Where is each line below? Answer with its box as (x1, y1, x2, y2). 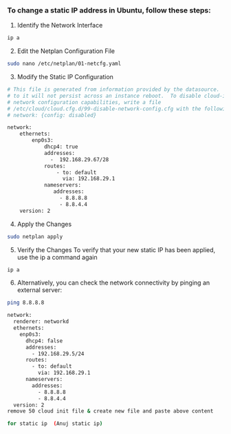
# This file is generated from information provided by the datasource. (7, 86, 220, 93)
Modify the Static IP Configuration (16, 73, 113, 81)
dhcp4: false (25, 337, 63, 344)
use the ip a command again (16, 253, 98, 261)
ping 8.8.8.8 (7, 299, 45, 307)
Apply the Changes (16, 220, 72, 228)
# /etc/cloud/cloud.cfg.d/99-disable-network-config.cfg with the (7, 105, 201, 112)
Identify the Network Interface (16, 21, 103, 30)
